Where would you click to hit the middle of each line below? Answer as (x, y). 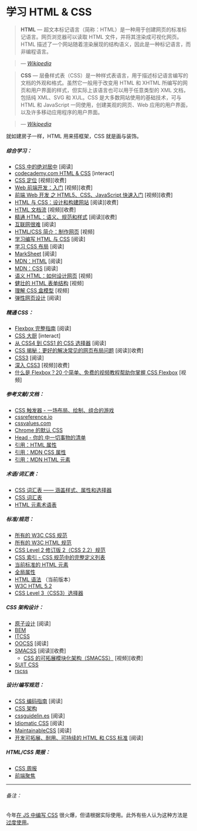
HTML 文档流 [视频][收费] (45, 209)
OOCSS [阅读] (31, 643)
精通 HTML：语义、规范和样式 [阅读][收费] (66, 217)
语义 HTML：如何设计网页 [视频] (53, 276)
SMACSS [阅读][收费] (40, 650)
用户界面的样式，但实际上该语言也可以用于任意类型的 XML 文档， (110, 90)
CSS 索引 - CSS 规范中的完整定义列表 (60, 557)
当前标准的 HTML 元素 (41, 565)
